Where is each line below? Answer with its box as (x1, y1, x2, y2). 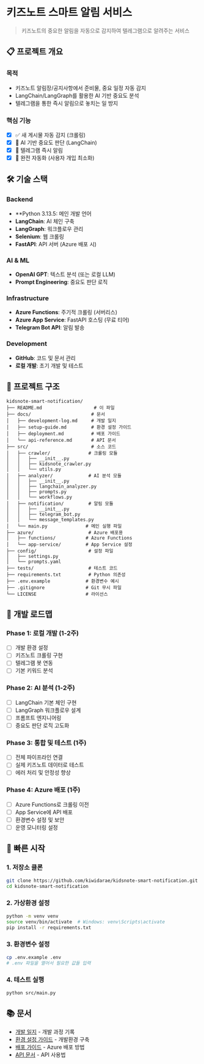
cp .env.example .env (6, 954, 62, 960)
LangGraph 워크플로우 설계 (15, 706, 81, 714)
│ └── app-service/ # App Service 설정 (6, 541, 133, 548)
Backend (6, 195, 34, 204)
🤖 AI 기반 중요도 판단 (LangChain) (15, 139, 98, 146)
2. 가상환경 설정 (6, 899, 50, 908)
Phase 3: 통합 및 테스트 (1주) (6, 738, 87, 747)
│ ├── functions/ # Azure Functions (6, 535, 133, 541)
